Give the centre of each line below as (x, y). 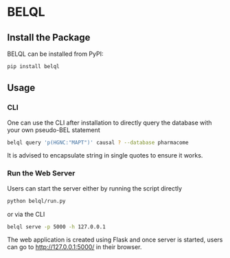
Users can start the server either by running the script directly (95, 188)
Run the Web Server (41, 173)
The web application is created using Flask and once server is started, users (115, 240)
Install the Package (49, 37)
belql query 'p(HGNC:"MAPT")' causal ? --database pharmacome (98, 142)
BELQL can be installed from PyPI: (55, 54)
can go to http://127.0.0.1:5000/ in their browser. (74, 247)
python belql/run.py (37, 201)
